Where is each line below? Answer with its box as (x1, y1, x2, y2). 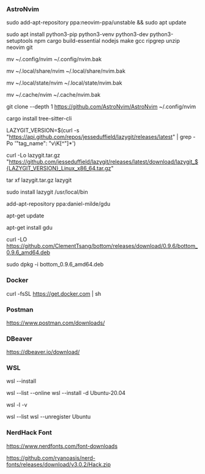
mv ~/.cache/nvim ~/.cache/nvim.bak (6, 91, 101, 99)
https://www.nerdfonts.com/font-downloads (6, 442, 118, 450)
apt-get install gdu (6, 224, 53, 231)
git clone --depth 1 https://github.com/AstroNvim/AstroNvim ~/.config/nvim (6, 103, 196, 110)
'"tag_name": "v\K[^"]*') (14, 140, 76, 147)
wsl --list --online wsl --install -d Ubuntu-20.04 (6, 389, 126, 397)
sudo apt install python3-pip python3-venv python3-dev (6, 31, 149, 38)
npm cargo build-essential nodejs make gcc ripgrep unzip (34, 37, 181, 45)
